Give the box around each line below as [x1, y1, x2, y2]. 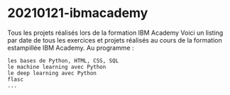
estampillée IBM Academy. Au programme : [7, 43, 134, 52]
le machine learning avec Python [7, 63, 106, 70]
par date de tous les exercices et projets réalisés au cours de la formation [7, 35, 222, 44]
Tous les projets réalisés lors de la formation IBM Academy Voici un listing [7, 28, 224, 37]
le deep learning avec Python [7, 69, 97, 77]
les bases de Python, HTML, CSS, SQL [7, 57, 119, 65]
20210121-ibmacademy [7, 5, 148, 21]
